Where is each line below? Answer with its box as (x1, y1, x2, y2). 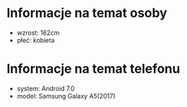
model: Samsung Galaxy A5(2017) (16, 91, 116, 100)
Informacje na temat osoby (6, 5, 167, 21)
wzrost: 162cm (16, 28, 60, 37)
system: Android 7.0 (16, 84, 75, 93)
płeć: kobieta (16, 35, 55, 44)
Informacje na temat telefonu (6, 61, 181, 77)
